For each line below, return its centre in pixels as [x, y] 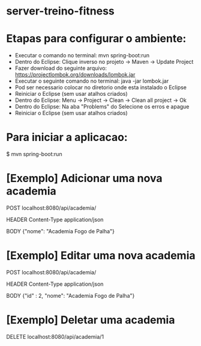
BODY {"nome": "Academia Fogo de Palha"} [61, 231]
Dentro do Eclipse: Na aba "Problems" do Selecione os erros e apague [102, 107]
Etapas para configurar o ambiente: [96, 39]
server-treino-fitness [61, 11]
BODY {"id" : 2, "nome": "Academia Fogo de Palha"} [70, 295]
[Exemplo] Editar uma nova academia [101, 256]
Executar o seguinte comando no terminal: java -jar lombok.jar [92, 81]
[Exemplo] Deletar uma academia [91, 320]
